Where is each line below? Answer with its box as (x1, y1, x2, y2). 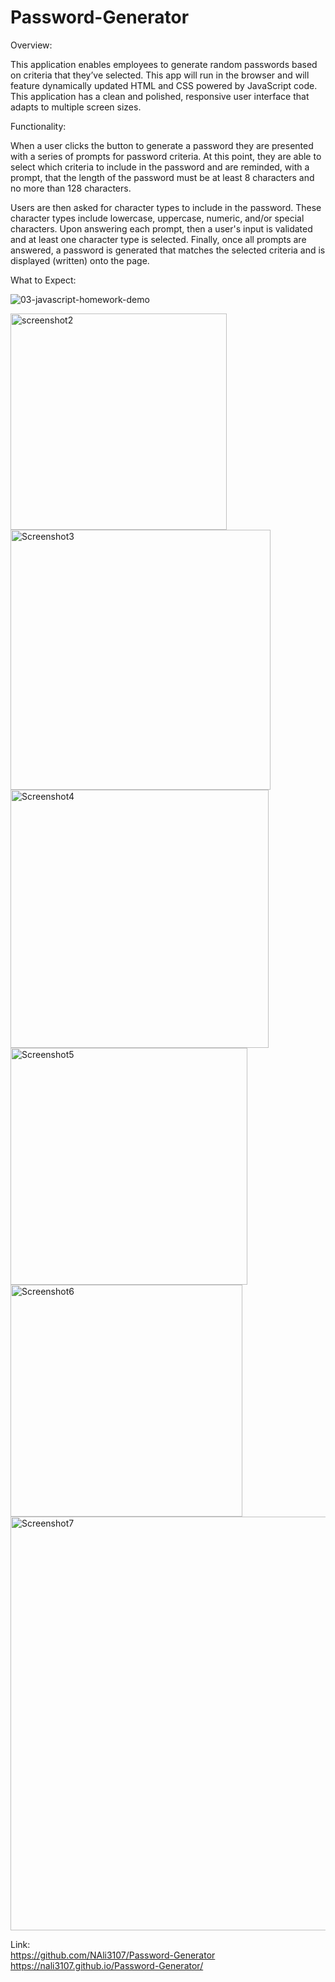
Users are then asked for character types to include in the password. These (10, 201, 322, 213)
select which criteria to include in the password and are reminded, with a (10, 161, 310, 173)
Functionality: (10, 120, 67, 132)
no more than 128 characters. (10, 182, 132, 194)
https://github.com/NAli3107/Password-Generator (10, 1949, 216, 1961)
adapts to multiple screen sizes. (10, 101, 142, 113)
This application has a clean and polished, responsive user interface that (10, 90, 310, 102)
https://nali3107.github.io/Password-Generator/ (10, 1959, 204, 1971)
